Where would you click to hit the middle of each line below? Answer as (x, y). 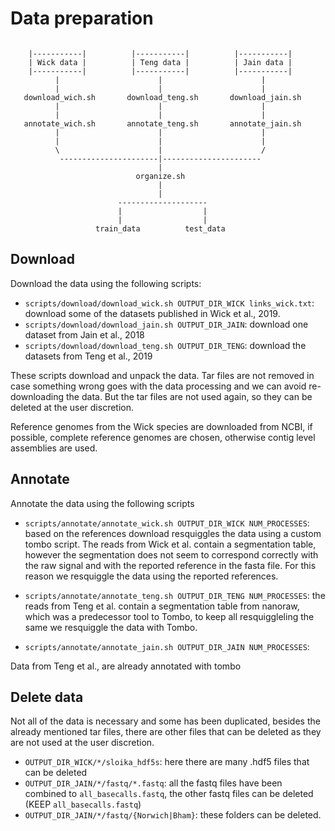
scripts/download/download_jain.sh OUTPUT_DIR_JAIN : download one (166, 324)
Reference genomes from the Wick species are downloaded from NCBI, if (161, 426)
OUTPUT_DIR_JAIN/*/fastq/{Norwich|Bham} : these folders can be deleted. (173, 815)
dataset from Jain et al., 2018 (84, 334)
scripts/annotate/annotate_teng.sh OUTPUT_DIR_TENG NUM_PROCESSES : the (175, 595)
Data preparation (82, 18)
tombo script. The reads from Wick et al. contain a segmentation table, (170, 544)
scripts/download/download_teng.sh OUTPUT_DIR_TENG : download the (165, 345)
